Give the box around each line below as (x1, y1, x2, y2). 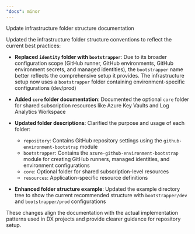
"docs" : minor (6, 8, 41, 15)
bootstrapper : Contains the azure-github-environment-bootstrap (23, 149, 179, 156)
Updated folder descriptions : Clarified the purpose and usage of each (14, 119, 185, 126)
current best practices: (6, 42, 61, 49)
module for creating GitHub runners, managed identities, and (23, 155, 170, 162)
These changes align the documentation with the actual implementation (6, 209, 179, 216)
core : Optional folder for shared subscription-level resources (23, 167, 169, 175)
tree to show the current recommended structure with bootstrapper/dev (14, 191, 187, 198)
